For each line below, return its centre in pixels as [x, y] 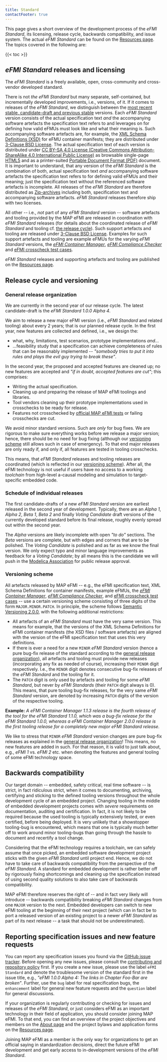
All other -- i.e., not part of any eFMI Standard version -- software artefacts [83, 213]
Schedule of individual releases [44, 493]
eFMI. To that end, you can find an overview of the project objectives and [80, 1019]
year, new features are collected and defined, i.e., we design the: [72, 331]
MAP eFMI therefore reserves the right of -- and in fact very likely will [77, 894]
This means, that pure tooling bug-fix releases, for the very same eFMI [85, 690]
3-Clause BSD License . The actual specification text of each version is [78, 145]
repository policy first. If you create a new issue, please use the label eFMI [81, 967]
